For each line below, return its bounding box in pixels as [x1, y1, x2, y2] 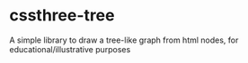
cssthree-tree [9, 5, 115, 26]
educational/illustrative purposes [9, 43, 131, 54]
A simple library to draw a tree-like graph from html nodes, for [9, 35, 239, 45]
